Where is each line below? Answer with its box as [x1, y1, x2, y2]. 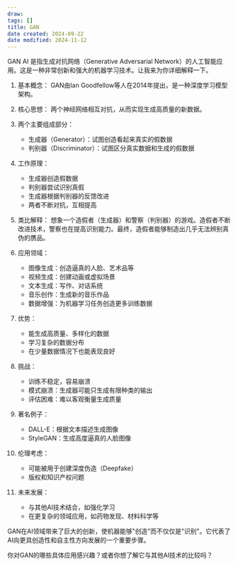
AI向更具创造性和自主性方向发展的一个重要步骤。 [7, 536, 150, 545]
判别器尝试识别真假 [28, 183, 85, 192]
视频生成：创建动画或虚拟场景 [28, 272, 115, 281]
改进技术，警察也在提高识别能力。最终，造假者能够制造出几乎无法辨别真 [17, 225, 229, 233]
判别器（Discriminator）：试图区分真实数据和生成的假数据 [28, 144, 195, 152]
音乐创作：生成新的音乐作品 [28, 290, 110, 299]
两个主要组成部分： [17, 120, 74, 128]
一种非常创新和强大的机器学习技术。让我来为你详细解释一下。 [31, 66, 212, 74]
